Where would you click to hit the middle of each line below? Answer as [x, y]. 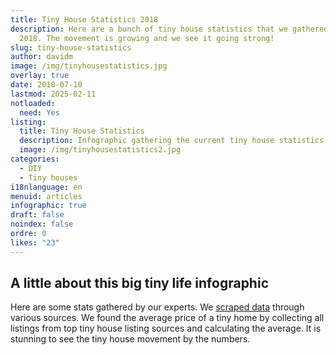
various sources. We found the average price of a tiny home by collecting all [167, 318]
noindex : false [42, 224]
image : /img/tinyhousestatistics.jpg [89, 66]
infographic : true [48, 206]
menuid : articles [46, 196]
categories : [35, 159]
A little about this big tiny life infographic [139, 283]
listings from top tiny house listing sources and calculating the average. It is [166, 328]
